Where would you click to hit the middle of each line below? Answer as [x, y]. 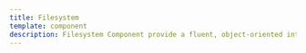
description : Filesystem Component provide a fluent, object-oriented [146, 34]
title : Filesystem [44, 18]
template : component [49, 26]
